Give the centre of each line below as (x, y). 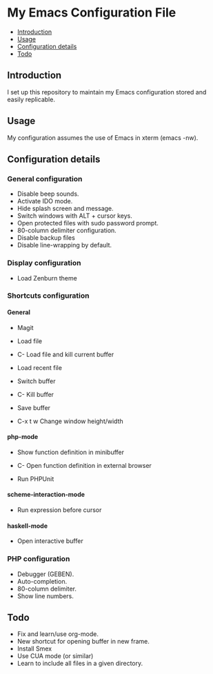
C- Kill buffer (35, 394)
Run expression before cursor (59, 510)
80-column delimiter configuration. (67, 231)
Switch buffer (36, 381)
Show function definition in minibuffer (71, 452)
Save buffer (33, 407)
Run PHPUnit (35, 479)
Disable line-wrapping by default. (64, 245)
